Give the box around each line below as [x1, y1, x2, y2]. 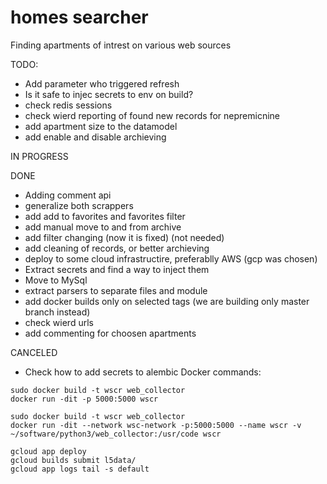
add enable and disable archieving [24, 131, 167, 143]
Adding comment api [24, 189, 112, 201]
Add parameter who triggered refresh [24, 77, 180, 90]
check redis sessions [24, 99, 113, 111]
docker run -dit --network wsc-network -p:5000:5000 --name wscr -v [10, 420, 302, 430]
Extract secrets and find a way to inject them [24, 263, 210, 275]
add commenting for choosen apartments [24, 327, 197, 339]
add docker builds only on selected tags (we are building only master [24, 295, 310, 307]
